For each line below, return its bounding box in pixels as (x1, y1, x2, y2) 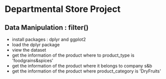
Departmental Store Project (4, 3, 121, 15)
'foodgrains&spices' (11, 58, 53, 63)
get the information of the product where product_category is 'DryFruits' (11, 68, 161, 74)
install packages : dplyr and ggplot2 (11, 36, 86, 42)
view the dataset (11, 47, 46, 53)
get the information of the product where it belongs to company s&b (11, 63, 152, 69)
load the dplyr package (11, 42, 60, 48)
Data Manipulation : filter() (4, 23, 88, 32)
